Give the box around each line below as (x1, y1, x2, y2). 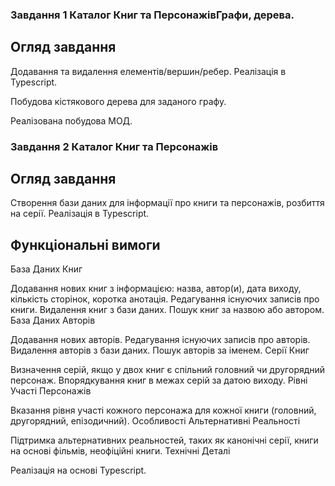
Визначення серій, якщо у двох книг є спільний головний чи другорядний (10, 364, 326, 376)
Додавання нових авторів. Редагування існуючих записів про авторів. (10, 334, 311, 346)
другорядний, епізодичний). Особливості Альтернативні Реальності (10, 415, 301, 427)
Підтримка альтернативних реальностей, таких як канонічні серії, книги (10, 434, 319, 447)
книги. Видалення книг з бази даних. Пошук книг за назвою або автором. (10, 304, 325, 316)
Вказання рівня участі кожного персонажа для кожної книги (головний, (10, 404, 317, 417)
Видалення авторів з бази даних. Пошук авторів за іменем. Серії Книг (10, 344, 310, 357)
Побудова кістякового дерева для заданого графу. (10, 95, 227, 107)
